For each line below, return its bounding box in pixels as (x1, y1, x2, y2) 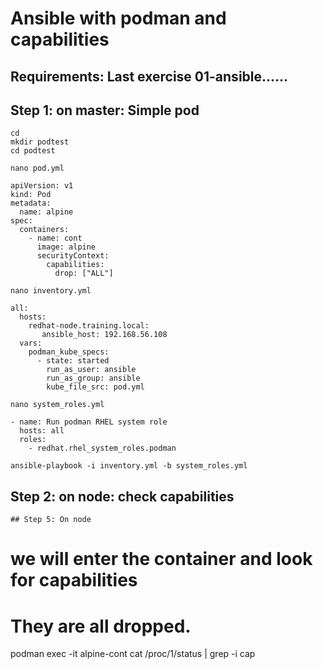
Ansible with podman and (10, 7, 227, 30)
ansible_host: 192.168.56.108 (41, 330, 168, 340)
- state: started (36, 356, 110, 366)
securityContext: (36, 251, 110, 261)
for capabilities (10, 569, 138, 592)
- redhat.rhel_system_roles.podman (28, 443, 177, 454)
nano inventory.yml (10, 286, 92, 296)
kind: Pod (10, 190, 52, 200)
